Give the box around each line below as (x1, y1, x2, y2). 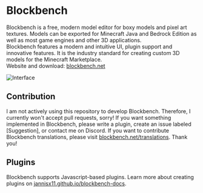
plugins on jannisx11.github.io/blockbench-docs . (6, 180, 127, 187)
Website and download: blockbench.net (6, 62, 105, 70)
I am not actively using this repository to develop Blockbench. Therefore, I (6, 107, 191, 115)
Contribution (6, 91, 56, 102)
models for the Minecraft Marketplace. (6, 56, 102, 63)
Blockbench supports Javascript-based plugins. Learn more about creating (6, 173, 194, 180)
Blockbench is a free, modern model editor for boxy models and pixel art (6, 24, 187, 31)
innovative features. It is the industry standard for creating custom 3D (6, 49, 180, 56)
